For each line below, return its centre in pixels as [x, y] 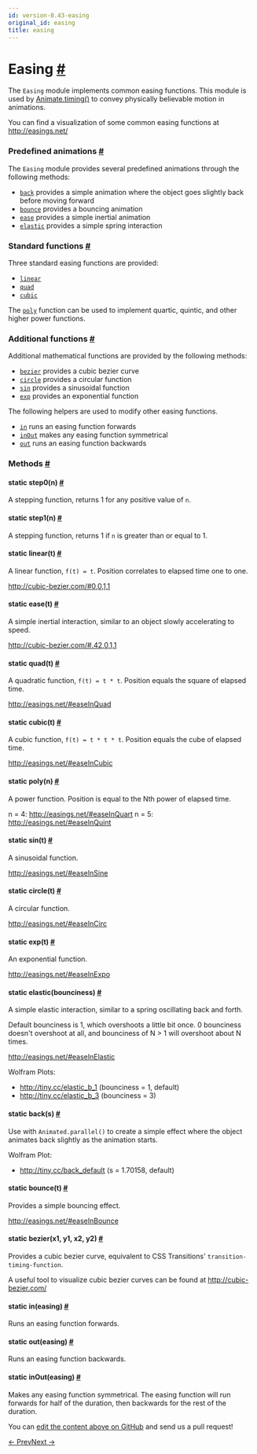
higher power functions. [47, 318]
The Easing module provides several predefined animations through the [124, 168]
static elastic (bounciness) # [55, 992]
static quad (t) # [34, 663]
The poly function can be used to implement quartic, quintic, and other [123, 310]
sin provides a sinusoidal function [74, 388]
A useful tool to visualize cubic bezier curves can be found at [107, 1280]
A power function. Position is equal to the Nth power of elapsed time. [120, 799]
